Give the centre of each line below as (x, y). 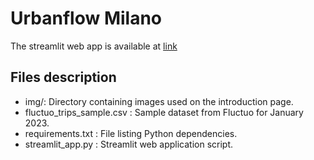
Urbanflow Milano (86, 18)
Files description (63, 77)
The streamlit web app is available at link (94, 46)
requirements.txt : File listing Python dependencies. (131, 133)
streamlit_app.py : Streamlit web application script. (129, 144)
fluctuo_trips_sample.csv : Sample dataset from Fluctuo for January (164, 112)
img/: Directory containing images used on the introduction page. (159, 101)
